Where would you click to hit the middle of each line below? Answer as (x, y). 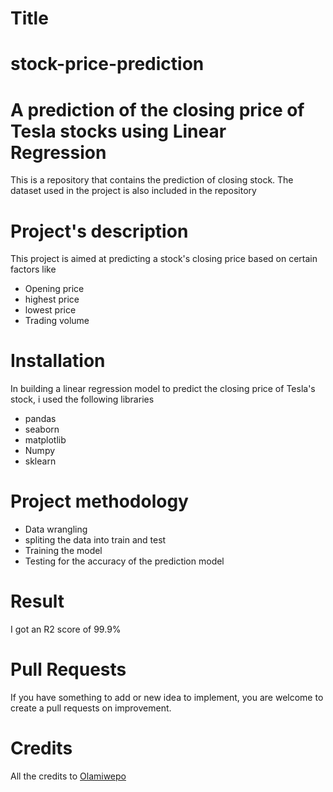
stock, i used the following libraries (82, 399)
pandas (40, 419)
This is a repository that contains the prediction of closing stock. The (152, 180)
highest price (52, 299)
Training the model (63, 551)
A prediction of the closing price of (157, 109)
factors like (33, 269)
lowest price (50, 310)
